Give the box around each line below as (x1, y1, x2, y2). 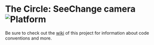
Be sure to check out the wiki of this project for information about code (5, 30, 150, 36)
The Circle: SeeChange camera (5, 3, 136, 15)
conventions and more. (5, 35, 52, 41)
